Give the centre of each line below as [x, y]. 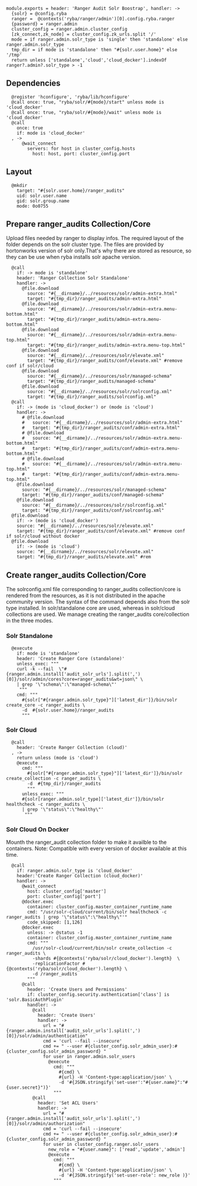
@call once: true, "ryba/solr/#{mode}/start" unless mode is [88, 102]
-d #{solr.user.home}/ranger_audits [68, 710]
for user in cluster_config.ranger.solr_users [101, 1145]
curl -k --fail [35, 669]
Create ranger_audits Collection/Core [76, 575]
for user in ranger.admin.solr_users [89, 1057]
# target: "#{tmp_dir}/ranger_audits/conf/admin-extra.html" [101, 428]
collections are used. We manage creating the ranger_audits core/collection [98, 614]
